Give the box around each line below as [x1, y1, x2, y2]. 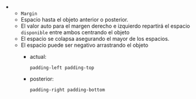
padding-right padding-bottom [29, 87, 105, 93]
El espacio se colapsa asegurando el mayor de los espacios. [20, 35, 170, 42]
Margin [20, 11, 38, 17]
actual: [29, 53, 47, 60]
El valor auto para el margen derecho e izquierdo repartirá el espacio [20, 22, 190, 29]
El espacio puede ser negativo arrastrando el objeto [20, 41, 149, 49]
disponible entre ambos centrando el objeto [20, 29, 130, 36]
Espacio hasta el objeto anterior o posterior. [20, 16, 128, 23]
